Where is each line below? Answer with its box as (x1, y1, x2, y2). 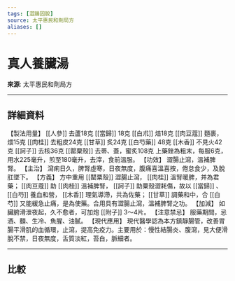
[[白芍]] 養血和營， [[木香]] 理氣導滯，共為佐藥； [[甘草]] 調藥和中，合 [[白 (7, 191, 221, 199)
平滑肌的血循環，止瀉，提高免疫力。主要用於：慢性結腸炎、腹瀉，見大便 (13, 226, 222, 234)
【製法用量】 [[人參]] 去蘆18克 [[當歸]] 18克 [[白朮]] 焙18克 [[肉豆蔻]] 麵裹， (7, 129, 223, 137)
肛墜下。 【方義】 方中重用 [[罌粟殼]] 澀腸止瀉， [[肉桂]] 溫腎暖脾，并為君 (7, 173, 220, 181)
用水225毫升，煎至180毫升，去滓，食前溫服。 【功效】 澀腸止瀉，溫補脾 (7, 156, 216, 164)
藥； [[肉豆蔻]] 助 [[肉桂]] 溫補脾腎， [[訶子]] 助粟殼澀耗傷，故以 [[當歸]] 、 (7, 181, 222, 190)
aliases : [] (7, 23, 42, 30)
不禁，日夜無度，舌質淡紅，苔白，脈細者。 (13, 234, 136, 242)
